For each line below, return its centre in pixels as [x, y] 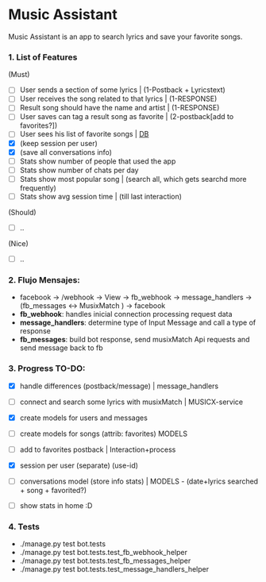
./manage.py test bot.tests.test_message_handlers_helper [114, 569]
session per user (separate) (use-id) [79, 465]
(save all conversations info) [66, 152]
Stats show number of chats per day [79, 170]
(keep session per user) [58, 143]
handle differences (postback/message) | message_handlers [119, 386]
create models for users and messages [84, 418]
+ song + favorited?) [53, 491]
